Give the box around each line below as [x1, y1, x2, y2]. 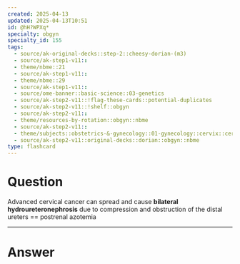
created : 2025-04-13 [7, 10, 69, 18]
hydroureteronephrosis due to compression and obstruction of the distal [7, 205, 223, 214]
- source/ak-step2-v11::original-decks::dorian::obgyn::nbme [14, 136, 200, 143]
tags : [7, 44, 24, 51]
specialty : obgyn [7, 30, 59, 38]
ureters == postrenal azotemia [7, 213, 96, 221]
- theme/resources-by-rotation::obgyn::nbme [14, 116, 149, 123]
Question [7, 174, 63, 190]
